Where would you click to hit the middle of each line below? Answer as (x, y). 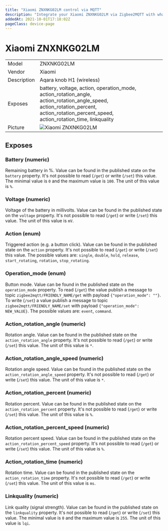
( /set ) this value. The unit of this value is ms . (50, 483)
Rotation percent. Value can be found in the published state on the (73, 403)
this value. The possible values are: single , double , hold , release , (72, 255)
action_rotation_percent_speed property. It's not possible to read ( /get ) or (82, 443)
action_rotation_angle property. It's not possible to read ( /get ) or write (79, 340)
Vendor (16, 72)
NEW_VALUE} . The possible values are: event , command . (59, 311)
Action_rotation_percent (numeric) (48, 393)
